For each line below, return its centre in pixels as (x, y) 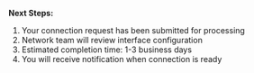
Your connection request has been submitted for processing (133, 30)
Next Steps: (31, 13)
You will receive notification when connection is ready (122, 59)
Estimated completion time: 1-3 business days (107, 50)
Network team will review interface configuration (112, 40)
